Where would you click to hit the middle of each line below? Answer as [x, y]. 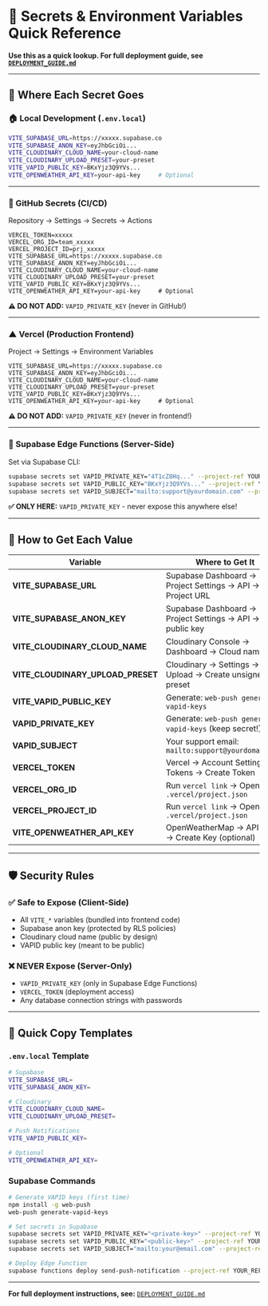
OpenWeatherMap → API [213, 828]
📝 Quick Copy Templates [71, 1033]
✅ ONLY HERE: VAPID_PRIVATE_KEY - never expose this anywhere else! [123, 506]
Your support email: [203, 741]
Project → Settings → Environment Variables [81, 352]
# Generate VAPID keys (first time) [69, 1197]
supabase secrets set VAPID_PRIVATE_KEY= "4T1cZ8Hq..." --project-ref [126, 476]
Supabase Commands [52, 1180]
